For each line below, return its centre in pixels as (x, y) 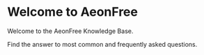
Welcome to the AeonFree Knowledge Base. (70, 31)
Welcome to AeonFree (72, 12)
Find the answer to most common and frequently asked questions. (102, 44)
